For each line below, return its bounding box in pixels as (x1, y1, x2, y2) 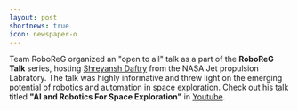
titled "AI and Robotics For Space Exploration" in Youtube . (9, 91, 226, 102)
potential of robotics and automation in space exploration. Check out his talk (9, 82, 289, 93)
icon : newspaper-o (9, 29, 77, 38)
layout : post (9, 12, 58, 22)
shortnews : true (9, 21, 69, 30)
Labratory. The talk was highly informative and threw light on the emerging (9, 73, 283, 83)
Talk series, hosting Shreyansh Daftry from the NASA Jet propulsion (9, 63, 260, 74)
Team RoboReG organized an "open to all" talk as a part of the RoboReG (9, 54, 274, 65)
